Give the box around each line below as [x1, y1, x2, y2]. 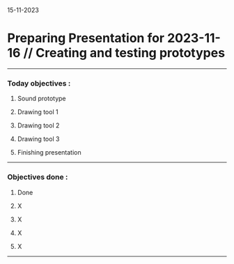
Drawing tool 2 [17, 121, 60, 130]
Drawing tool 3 [17, 135, 60, 143]
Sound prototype [17, 94, 66, 103]
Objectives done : [7, 172, 68, 182]
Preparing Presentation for [7, 31, 165, 46]
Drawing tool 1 [17, 108, 58, 116]
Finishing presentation [17, 148, 81, 157]
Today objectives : [7, 78, 71, 88]
